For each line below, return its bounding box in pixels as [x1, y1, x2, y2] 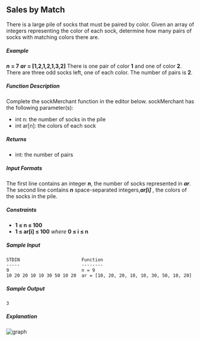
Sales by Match [6, 5, 65, 15]
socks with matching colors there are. [6, 33, 100, 41]
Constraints [6, 207, 37, 214]
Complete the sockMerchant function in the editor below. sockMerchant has [6, 97, 195, 104]
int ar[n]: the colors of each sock [14, 122, 96, 129]
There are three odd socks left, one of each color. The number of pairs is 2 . [6, 68, 193, 76]
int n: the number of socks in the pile [14, 115, 106, 122]
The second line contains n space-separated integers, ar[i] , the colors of [6, 186, 187, 193]
